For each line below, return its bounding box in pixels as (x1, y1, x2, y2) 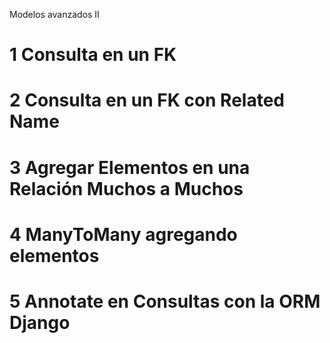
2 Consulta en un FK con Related (9, 89, 286, 112)
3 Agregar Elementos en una (9, 156, 251, 179)
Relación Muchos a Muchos (9, 177, 244, 200)
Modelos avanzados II (9, 9, 100, 20)
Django (9, 311, 71, 334)
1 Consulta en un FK (9, 44, 177, 66)
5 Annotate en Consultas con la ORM (9, 290, 321, 313)
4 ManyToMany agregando (9, 223, 238, 246)
